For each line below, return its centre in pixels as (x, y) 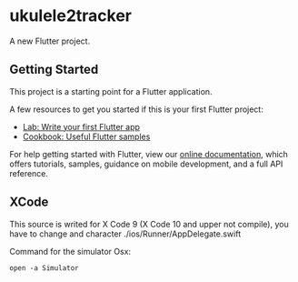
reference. (29, 173)
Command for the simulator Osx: (70, 251)
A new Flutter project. (50, 41)
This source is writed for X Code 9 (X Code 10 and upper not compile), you (149, 224)
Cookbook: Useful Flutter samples (86, 136)
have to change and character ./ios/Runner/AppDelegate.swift (125, 234)
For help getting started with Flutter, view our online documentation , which (149, 154)
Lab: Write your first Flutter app (81, 126)
